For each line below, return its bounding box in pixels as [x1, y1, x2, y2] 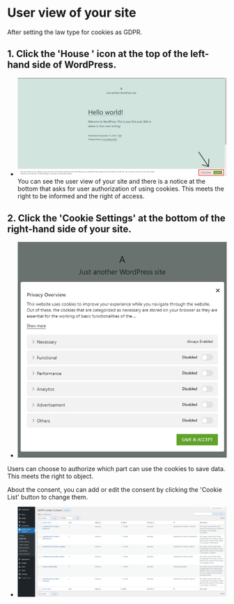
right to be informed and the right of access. [17, 192, 145, 200]
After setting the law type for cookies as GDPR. [7, 28, 143, 36]
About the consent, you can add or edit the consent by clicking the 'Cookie [7, 486, 223, 494]
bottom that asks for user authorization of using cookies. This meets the [17, 184, 224, 193]
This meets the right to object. [7, 472, 94, 481]
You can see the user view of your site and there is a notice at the [17, 177, 206, 186]
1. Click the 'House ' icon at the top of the [7, 48, 189, 60]
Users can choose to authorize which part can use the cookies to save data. [7, 465, 226, 473]
